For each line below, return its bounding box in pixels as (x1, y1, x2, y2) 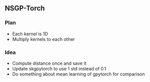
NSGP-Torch (5, 4, 45, 13)
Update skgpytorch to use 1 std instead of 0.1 (12, 65, 106, 71)
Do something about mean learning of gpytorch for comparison (12, 71, 145, 77)
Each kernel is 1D (12, 30, 48, 37)
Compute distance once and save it (12, 60, 87, 66)
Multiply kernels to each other (12, 36, 75, 42)
